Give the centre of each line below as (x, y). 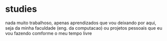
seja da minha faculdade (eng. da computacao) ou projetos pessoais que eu (84, 28)
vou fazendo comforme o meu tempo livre (49, 33)
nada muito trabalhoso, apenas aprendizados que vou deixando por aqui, (81, 23)
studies (21, 9)
